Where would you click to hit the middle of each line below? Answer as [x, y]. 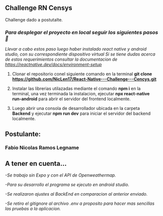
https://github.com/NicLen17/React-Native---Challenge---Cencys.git [84, 79]
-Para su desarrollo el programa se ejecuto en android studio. [67, 185]
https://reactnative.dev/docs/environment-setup [54, 65]
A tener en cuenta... [36, 163]
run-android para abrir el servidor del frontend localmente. [71, 99]
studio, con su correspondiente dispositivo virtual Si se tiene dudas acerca [80, 54]
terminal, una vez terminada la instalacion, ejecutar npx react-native [81, 94]
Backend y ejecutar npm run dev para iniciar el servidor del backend [81, 113]
